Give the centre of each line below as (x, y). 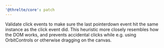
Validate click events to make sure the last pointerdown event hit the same (82, 24)
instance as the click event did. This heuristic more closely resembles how (82, 29)
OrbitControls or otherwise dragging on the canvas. (58, 40)
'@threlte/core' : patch (30, 10)
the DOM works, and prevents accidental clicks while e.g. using (71, 34)
